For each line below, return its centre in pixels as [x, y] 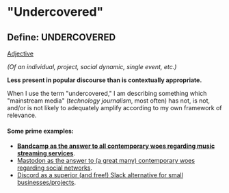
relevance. [22, 115]
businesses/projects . [46, 183]
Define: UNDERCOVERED [62, 37]
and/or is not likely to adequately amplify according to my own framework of [114, 108]
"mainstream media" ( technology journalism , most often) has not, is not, [109, 101]
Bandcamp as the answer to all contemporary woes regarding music [116, 146]
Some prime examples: [40, 131]
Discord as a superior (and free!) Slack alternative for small [100, 175]
